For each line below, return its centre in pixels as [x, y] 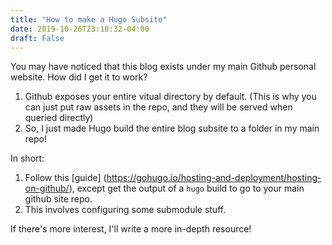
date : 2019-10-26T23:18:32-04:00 [80, 29]
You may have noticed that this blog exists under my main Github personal [163, 67]
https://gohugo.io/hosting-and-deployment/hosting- [214, 178]
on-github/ [47, 188]
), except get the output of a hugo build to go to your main [186, 188]
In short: [27, 158]
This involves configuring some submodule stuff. [125, 210]
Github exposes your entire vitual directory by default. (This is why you [170, 97]
